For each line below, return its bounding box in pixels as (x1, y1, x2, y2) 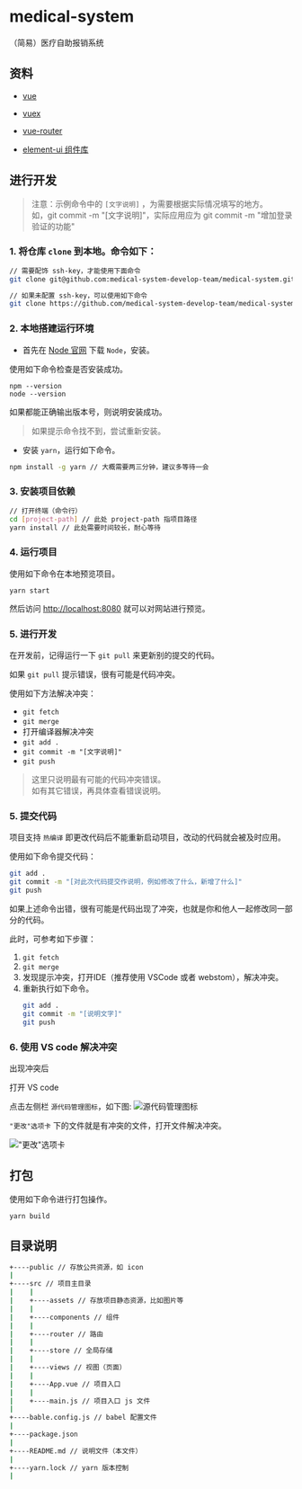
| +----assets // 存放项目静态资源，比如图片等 (9, 1297, 184, 1306)
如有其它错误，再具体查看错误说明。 (31, 785, 166, 797)
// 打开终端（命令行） (9, 506, 83, 515)
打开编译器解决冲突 (22, 727, 94, 737)
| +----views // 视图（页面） (9, 1363, 127, 1372)
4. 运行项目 (9, 546, 58, 558)
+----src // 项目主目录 (9, 1279, 92, 1288)
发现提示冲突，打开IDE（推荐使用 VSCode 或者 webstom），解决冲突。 (22, 971, 284, 982)
